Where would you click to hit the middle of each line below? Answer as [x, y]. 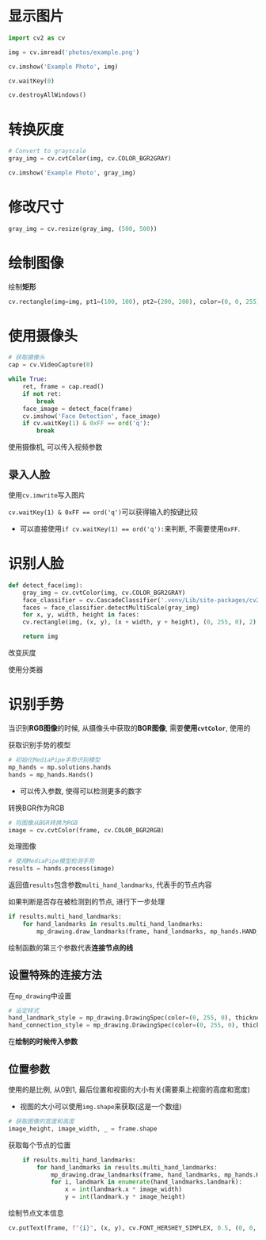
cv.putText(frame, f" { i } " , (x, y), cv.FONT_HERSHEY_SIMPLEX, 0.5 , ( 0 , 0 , [133, 1228]
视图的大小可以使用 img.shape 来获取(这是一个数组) [101, 1106]
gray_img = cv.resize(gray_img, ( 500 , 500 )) [83, 228]
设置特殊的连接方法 [55, 975]
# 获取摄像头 [27, 358]
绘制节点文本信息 [36, 1213]
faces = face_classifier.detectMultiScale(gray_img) [111, 608]
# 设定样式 [24, 1011]
